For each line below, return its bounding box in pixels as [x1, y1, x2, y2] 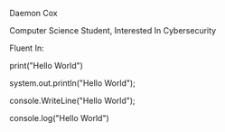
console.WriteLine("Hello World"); [9, 95, 136, 106]
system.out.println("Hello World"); [9, 78, 136, 89]
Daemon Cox [9, 8, 58, 18]
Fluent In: [9, 42, 44, 53]
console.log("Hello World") [9, 113, 110, 123]
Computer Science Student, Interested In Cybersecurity [9, 25, 217, 35]
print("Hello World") [9, 61, 84, 71]
